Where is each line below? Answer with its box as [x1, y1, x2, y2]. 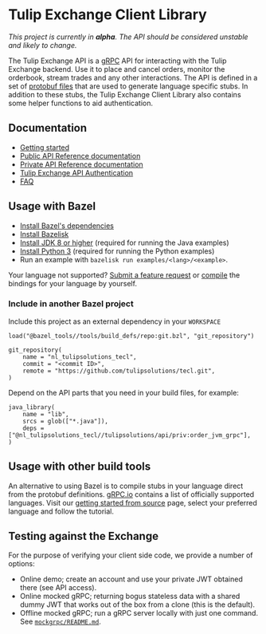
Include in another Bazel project [8, 298, 134, 309]
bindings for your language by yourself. [8, 278, 138, 288]
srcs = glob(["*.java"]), [22, 417, 109, 425]
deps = [22, 424, 45, 432]
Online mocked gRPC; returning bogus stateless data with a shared [19, 592, 241, 601]
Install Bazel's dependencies [19, 221, 114, 230]
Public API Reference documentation [19, 151, 141, 160]
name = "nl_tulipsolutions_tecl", [22, 352, 137, 360]
